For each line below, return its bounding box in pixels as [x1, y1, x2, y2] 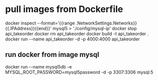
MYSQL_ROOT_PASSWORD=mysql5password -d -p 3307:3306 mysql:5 [5, 69, 153, 75]
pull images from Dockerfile [5, 3, 123, 15]
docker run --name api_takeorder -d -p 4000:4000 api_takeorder [5, 36, 140, 42]
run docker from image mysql [5, 50, 99, 59]
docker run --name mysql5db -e [5, 63, 72, 69]
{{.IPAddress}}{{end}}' [5, 25, 52, 31]
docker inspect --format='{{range [5, 20, 75, 26]
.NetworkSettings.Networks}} [76, 20, 137, 26]
